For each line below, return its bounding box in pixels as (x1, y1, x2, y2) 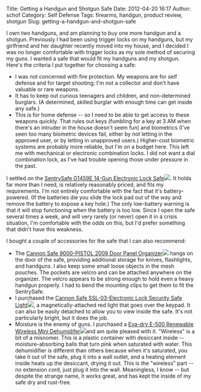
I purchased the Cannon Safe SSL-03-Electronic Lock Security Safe (14, 294, 182, 301)
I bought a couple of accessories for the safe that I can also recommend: (6, 237, 186, 244)
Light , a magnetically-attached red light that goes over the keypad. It (14, 301, 191, 309)
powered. (6, 194, 30, 201)
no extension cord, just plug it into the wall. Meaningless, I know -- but (14, 366, 190, 373)
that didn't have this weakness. (6, 226, 83, 233)
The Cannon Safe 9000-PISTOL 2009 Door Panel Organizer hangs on (14, 250, 193, 257)
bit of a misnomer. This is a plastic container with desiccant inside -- (14, 334, 184, 341)
